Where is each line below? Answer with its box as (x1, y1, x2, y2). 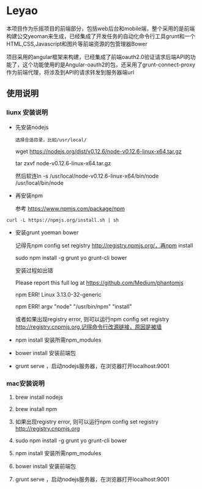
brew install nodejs (15, 393, 63, 401)
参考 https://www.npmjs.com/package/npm (15, 205, 125, 212)
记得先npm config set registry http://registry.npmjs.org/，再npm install (15, 241, 193, 249)
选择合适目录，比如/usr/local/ (15, 136, 87, 143)
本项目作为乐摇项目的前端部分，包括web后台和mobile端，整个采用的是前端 (6, 25, 195, 32)
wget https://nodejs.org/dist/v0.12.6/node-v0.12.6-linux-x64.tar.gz (15, 147, 182, 155)
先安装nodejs (15, 123, 49, 131)
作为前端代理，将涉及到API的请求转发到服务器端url (6, 68, 135, 76)
